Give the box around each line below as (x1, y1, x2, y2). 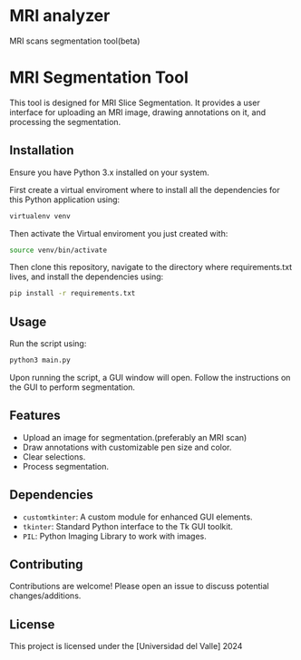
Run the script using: (9, 338, 87, 349)
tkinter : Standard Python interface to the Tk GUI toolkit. (22, 520, 234, 531)
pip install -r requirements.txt (9, 289, 136, 298)
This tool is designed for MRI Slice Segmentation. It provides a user (9, 97, 260, 108)
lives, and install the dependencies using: (9, 271, 164, 282)
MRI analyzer (9, 5, 111, 26)
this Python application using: (9, 194, 121, 205)
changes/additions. (9, 590, 82, 601)
